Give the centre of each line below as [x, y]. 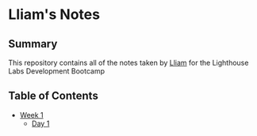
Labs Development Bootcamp [57, 71]
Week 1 [31, 115]
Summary [33, 44]
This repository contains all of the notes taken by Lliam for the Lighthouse [128, 62]
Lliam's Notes [54, 15]
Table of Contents [54, 96]
